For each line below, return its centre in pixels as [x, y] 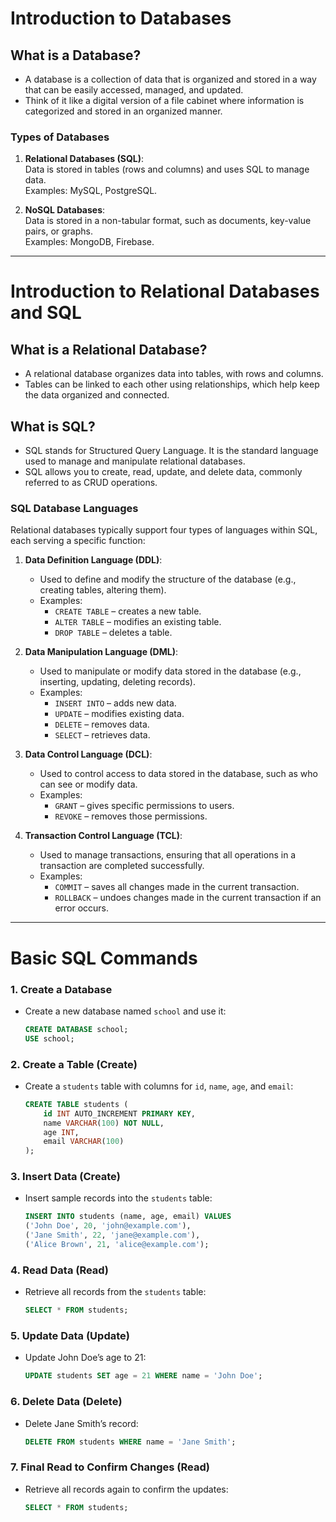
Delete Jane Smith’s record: [81, 1423]
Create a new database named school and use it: [125, 1011]
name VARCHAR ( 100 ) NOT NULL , [104, 1123]
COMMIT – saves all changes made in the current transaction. [177, 887]
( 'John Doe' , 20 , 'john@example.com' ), [108, 1226]
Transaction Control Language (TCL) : [103, 836]
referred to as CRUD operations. [91, 483]
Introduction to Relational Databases [165, 291]
